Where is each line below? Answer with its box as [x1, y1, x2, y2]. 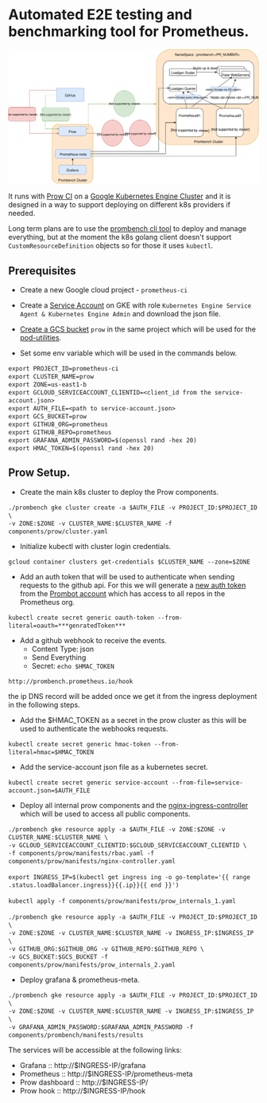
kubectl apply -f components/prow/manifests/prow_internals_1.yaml [8, 897, 237, 905]
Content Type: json [31, 644, 95, 654]
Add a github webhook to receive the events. [19, 635, 167, 645]
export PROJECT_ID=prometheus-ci [8, 364, 119, 372]
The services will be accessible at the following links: [8, 1045, 182, 1054]
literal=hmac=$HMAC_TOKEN [8, 748, 94, 756]
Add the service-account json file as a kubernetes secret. [19, 762, 209, 771]
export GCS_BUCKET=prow [8, 412, 87, 420]
